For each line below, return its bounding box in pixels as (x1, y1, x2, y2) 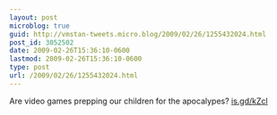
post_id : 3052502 (9, 37, 74, 47)
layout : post (9, 12, 58, 22)
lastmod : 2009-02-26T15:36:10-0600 (9, 54, 143, 63)
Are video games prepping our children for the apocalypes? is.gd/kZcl (9, 95, 268, 106)
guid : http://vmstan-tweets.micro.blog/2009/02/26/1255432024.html (9, 29, 267, 38)
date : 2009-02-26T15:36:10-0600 (9, 46, 130, 55)
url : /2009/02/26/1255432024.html (9, 71, 139, 80)
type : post (9, 63, 50, 72)
